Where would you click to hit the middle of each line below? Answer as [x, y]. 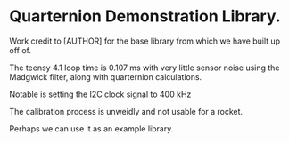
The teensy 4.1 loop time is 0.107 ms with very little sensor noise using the [144, 68]
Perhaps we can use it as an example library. [91, 128]
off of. [20, 50]
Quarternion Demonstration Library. [145, 16]
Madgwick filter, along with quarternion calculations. [106, 76]
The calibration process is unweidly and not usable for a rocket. [126, 111]
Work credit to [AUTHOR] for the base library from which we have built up [145, 41]
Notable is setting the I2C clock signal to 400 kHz [100, 94]
